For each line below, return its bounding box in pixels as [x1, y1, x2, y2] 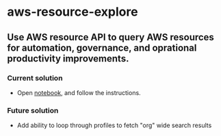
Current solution [7, 73, 63, 83]
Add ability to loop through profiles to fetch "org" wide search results [16, 121, 212, 130]
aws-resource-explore [7, 4, 138, 20]
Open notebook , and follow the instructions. [16, 88, 142, 96]
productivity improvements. [7, 53, 129, 64]
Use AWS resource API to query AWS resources [7, 31, 214, 43]
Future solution [7, 105, 59, 115]
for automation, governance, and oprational [7, 42, 197, 53]
